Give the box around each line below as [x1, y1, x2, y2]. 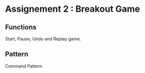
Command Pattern [5, 63, 42, 69]
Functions [5, 23, 37, 31]
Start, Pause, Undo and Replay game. [5, 36, 81, 42]
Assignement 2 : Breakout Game [5, 3, 141, 15]
